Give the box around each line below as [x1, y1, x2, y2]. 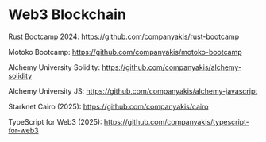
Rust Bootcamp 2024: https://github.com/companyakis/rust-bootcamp [8, 32, 240, 41]
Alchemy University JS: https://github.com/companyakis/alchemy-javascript [8, 86, 258, 96]
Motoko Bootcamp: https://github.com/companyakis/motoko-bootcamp [8, 47, 242, 56]
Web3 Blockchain [8, 6, 127, 24]
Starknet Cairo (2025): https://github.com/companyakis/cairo [8, 102, 209, 111]
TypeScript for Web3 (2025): [8, 117, 102, 126]
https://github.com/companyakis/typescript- [103, 117, 250, 126]
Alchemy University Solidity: [8, 62, 101, 72]
